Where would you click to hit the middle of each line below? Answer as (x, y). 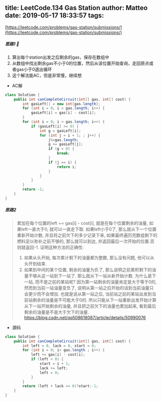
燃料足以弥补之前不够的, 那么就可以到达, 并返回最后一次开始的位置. (83, 241)
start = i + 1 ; (55, 364)
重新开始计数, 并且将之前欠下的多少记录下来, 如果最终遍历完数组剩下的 (87, 235)
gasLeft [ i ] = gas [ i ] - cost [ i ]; (63, 113)
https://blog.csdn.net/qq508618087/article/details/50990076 (85, 317)
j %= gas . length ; (63, 140)
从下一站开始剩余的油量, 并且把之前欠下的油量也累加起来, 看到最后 (90, 306)
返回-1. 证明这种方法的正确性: (54, 247)
